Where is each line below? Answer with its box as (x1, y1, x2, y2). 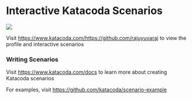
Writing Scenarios (6, 55, 59, 63)
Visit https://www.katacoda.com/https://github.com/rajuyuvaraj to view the (6, 34, 187, 42)
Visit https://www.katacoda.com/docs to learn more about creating (6, 69, 167, 76)
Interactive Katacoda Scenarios (6, 4, 163, 18)
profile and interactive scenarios (6, 40, 84, 47)
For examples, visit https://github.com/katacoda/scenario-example (6, 86, 167, 93)
